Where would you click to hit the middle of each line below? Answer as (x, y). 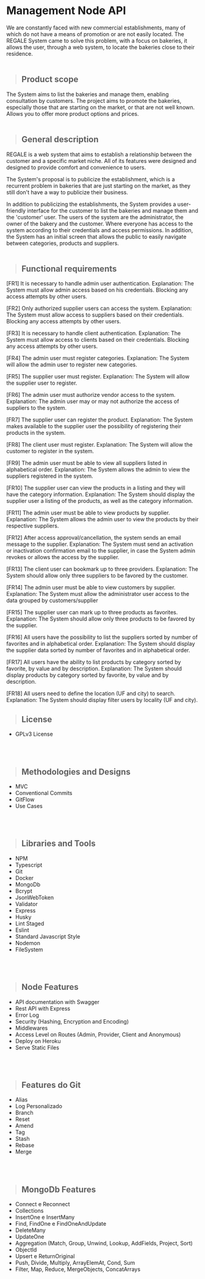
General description (60, 139)
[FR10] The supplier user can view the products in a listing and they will (96, 488)
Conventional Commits (44, 793)
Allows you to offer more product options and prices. (73, 113)
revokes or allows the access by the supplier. (63, 557)
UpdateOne (30, 1237)
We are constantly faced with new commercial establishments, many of (96, 28)
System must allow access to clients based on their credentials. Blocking (98, 340)
